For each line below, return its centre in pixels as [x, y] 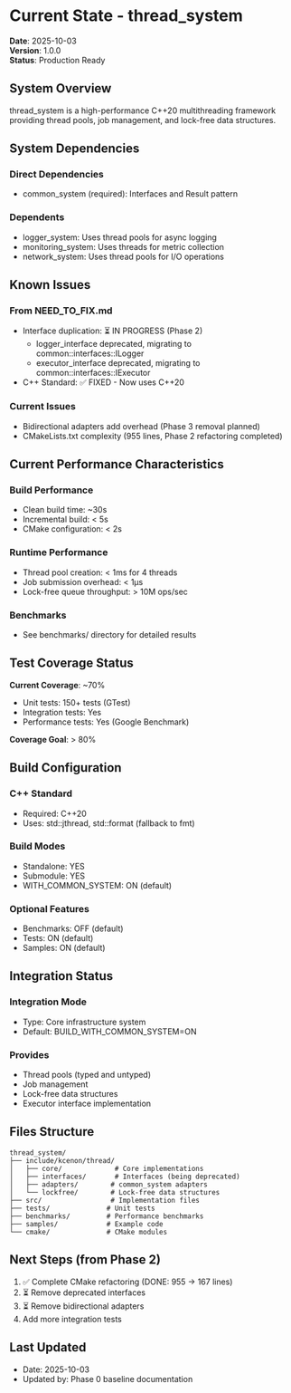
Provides [29, 1054]
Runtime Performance [59, 552]
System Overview [61, 88]
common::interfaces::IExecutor [93, 373]
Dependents [37, 217]
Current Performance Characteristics [117, 464]
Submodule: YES [54, 876]
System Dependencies [75, 149]
